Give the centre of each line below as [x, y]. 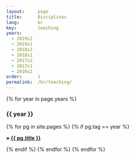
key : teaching [33, 28]
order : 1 [23, 77]
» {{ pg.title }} [23, 138]
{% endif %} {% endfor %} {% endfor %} [56, 149]
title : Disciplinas [36, 17]
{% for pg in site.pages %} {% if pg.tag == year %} [68, 127]
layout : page [27, 11]
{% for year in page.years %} [42, 99]
